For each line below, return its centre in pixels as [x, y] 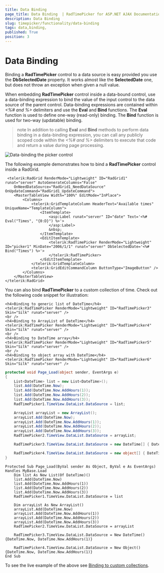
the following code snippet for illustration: [47, 295]
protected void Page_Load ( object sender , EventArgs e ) [62, 372]
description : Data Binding [32, 19]
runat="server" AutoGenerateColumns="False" [51, 183]
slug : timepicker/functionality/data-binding [52, 23]
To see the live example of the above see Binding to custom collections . [77, 565]
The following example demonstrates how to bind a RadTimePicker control [81, 164]
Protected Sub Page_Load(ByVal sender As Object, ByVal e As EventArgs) [81, 467]
